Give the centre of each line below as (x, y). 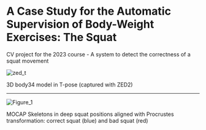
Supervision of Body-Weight (80, 24)
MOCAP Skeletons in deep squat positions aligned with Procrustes (90, 114)
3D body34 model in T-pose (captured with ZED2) (70, 85)
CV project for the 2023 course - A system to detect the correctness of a (99, 54)
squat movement (28, 61)
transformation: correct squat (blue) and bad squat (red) (77, 120)
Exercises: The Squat (62, 37)
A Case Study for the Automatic (89, 11)
